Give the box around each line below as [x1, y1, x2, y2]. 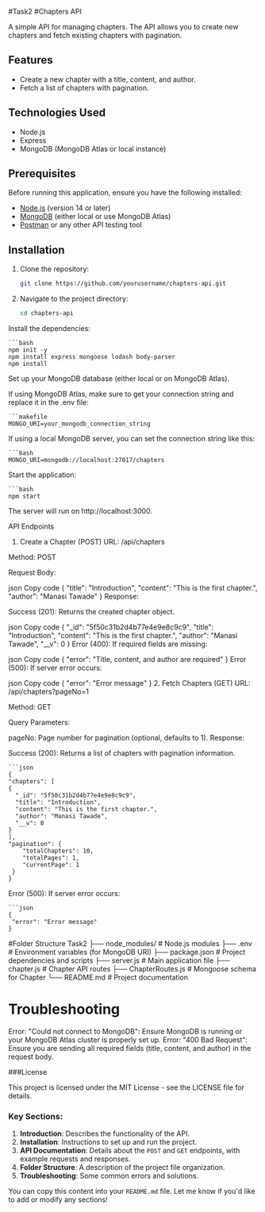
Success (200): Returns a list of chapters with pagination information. [8, 748, 236, 757]
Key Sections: [8, 1110, 63, 1122]
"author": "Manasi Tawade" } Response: [8, 591, 139, 601]
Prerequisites [8, 167, 76, 181]
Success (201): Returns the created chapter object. [8, 607, 175, 616]
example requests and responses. [19, 1154, 131, 1164]
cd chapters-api [19, 310, 74, 317]
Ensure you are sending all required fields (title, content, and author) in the [8, 1043, 252, 1052]
